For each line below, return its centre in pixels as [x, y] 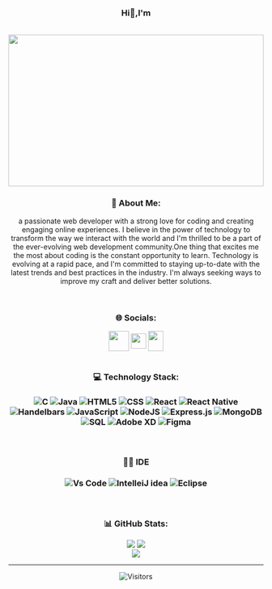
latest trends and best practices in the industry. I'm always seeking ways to [136, 272]
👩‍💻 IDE [136, 462]
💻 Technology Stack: [136, 377]
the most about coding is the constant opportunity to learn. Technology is [136, 255]
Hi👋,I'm [136, 13]
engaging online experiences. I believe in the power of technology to [136, 229]
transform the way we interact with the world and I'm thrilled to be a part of [136, 238]
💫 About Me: [136, 203]
